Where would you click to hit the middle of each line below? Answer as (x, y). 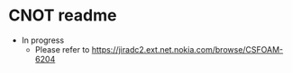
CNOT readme (63, 16)
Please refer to (62, 49)
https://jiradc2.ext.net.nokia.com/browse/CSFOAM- (187, 49)
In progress (43, 40)
